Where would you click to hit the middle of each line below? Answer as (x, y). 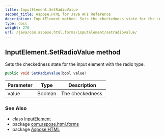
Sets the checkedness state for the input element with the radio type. (75, 64)
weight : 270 (17, 28)
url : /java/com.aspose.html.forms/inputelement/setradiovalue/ (71, 32)
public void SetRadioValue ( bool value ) (46, 73)
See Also (16, 108)
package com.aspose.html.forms (45, 124)
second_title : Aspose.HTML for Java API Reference (58, 14)
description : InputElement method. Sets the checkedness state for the (80, 19)
